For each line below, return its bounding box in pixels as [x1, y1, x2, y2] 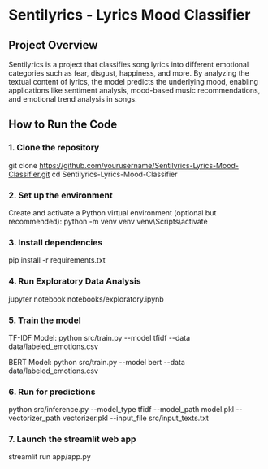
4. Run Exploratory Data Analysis [8, 276, 141, 287]
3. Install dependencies [8, 237, 103, 248]
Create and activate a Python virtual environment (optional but [8, 207, 217, 217]
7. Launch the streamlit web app [8, 433, 136, 445]
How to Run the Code [8, 118, 118, 132]
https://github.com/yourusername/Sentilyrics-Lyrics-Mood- [39, 160, 240, 170]
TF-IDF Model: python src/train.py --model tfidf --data [8, 332, 191, 342]
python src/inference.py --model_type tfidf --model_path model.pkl [8, 405, 234, 415]
